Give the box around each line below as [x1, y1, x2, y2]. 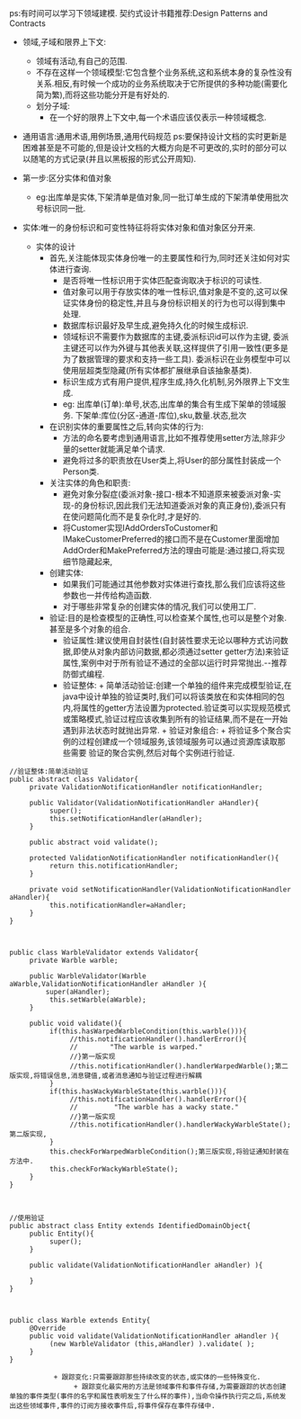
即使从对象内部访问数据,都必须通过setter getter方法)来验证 [73, 646, 289, 657]
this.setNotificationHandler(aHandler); [49, 814, 203, 823]
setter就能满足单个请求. [78, 444, 166, 454]
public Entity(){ [29, 1229, 94, 1238]
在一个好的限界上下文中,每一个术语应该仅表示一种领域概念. [49, 112, 267, 122]
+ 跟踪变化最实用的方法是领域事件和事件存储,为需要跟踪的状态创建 [73, 1382, 287, 1391]
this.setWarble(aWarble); [49, 995, 146, 1004]
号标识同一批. [35, 203, 86, 213]
